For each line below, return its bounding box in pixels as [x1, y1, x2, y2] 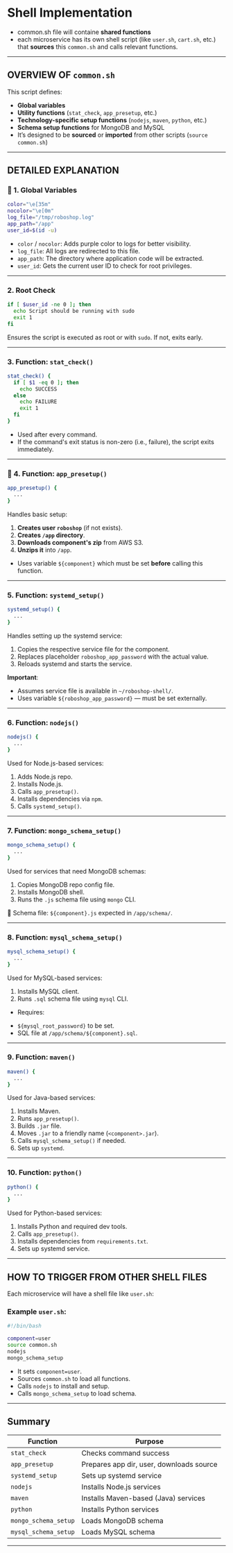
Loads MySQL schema [81, 1527, 155, 1536]
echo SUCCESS [19, 385, 58, 393]
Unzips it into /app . [17, 545, 72, 554]
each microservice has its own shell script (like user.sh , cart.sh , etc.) [17, 35, 216, 43]
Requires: [17, 1008, 45, 1016]
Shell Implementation [7, 5, 133, 21]
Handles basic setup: [7, 510, 68, 518]
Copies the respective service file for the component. [17, 645, 170, 653]
